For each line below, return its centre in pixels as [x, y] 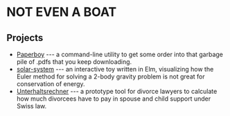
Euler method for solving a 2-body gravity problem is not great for [110, 76]
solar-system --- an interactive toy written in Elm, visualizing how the [115, 69]
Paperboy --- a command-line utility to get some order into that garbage [120, 54]
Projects [25, 38]
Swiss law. [32, 106]
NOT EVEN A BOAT [62, 12]
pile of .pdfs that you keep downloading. [74, 62]
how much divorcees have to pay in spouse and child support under [114, 99]
